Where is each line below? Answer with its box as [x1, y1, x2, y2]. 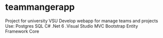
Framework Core [5, 28, 40, 34]
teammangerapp [5, 1, 75, 13]
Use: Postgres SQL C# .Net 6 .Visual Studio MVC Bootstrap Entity [5, 23, 138, 29]
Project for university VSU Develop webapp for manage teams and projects [5, 18, 158, 24]
